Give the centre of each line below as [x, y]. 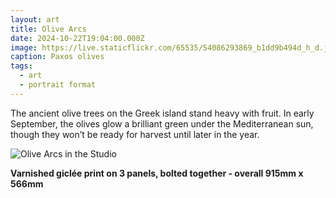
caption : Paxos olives [57, 57]
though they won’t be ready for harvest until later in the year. [135, 134]
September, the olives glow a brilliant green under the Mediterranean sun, [162, 123]
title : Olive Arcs [48, 29]
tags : [21, 66]
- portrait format [58, 85]
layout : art [35, 19]
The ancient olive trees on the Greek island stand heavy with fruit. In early [162, 113]
